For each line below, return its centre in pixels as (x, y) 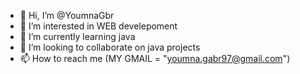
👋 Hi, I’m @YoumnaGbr (67, 15)
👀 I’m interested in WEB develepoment (98, 26)
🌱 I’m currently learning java (77, 36)
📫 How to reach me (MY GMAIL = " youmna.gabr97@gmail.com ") (155, 58)
